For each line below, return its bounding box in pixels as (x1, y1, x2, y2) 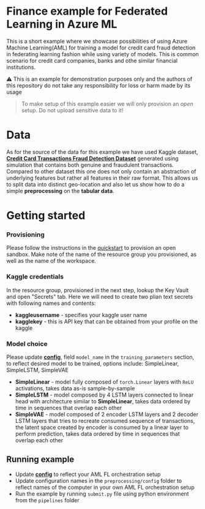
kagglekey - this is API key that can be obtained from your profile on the (15, 318, 198, 325)
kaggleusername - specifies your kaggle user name (15, 311, 147, 318)
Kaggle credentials (6, 273, 64, 281)
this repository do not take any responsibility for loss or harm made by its (6, 81, 191, 89)
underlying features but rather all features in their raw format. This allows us (6, 174, 198, 181)
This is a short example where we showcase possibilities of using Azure (6, 37, 188, 45)
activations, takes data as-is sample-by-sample (15, 384, 135, 392)
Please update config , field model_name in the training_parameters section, (6, 353, 195, 361)
